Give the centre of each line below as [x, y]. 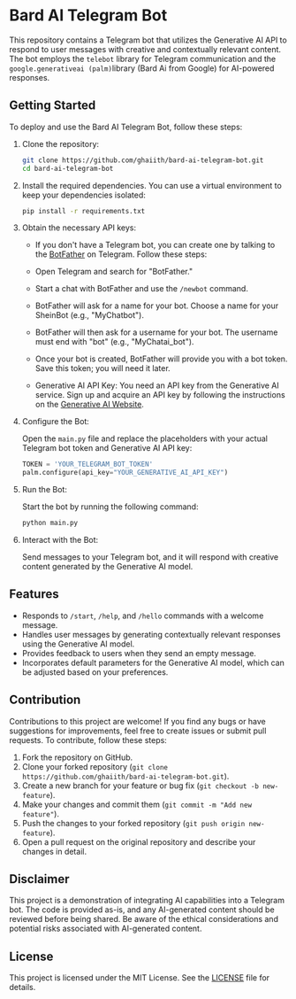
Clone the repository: [61, 143]
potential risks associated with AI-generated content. [106, 929]
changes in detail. [54, 851]
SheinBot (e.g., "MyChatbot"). [89, 315]
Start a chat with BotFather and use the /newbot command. [142, 289]
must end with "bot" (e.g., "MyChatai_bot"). [114, 342]
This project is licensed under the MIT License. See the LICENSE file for [140, 978]
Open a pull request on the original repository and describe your [139, 841]
